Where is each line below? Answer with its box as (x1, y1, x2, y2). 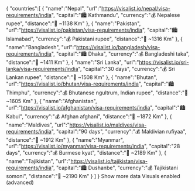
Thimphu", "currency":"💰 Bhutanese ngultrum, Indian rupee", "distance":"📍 (6, 89, 189, 96)
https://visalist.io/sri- (139, 59, 189, 66)
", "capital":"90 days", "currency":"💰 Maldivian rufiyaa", (51, 128, 187, 135)
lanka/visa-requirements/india (6, 66, 78, 72)
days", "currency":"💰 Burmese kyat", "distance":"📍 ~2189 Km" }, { (6, 149, 167, 156)
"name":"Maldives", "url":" (6, 121, 70, 128)
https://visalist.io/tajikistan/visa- (70, 158, 148, 165)
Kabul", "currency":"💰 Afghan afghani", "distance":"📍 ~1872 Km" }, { (6, 113, 172, 120)
